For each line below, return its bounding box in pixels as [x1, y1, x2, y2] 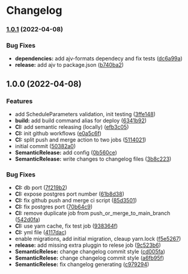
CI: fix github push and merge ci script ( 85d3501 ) [14, 197, 137, 204]
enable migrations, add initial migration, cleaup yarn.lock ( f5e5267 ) [14, 235, 181, 243]
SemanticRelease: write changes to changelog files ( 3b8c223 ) [14, 155, 172, 163]
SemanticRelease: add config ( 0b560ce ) [14, 149, 117, 157]
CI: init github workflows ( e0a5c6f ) [14, 130, 102, 137]
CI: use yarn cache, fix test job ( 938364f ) [14, 222, 118, 229]
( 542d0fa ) [14, 216, 41, 223]
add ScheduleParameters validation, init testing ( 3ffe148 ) [14, 111, 156, 118]
